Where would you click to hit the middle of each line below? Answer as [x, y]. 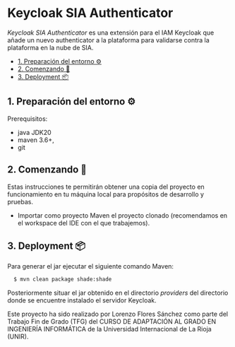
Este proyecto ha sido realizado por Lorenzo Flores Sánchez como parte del [117, 314]
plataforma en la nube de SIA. [50, 47]
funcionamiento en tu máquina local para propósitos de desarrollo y [106, 194]
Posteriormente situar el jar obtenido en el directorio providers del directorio [118, 293]
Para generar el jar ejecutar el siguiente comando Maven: [91, 266]
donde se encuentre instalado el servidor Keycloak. [82, 300]
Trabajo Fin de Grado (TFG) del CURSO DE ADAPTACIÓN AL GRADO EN [112, 322]
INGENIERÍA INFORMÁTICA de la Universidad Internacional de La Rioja [109, 329]
